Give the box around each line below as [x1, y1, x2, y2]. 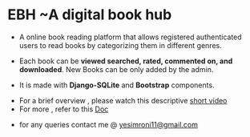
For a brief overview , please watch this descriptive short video [18, 95, 228, 105]
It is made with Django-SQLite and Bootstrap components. [18, 80, 215, 90]
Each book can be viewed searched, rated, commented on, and [18, 56, 233, 66]
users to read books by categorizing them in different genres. [18, 40, 222, 50]
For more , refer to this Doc [18, 104, 109, 114]
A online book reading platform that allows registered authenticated [18, 32, 242, 42]
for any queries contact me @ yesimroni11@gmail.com [18, 119, 198, 129]
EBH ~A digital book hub [7, 6, 172, 24]
